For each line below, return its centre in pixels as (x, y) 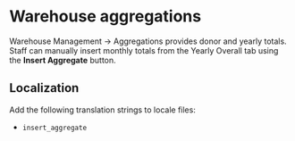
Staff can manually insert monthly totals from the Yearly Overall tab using (144, 50)
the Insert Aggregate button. (63, 60)
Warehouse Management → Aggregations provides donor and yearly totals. (148, 41)
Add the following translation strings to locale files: (103, 110)
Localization (44, 88)
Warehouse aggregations (105, 17)
